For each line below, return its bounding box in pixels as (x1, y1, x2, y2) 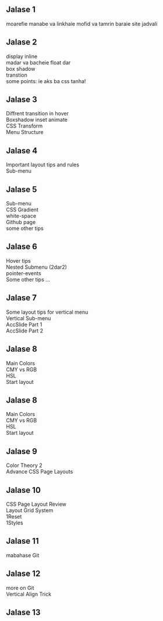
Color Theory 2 (6, 462, 42, 469)
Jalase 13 (6, 607, 41, 617)
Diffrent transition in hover (6, 110, 69, 117)
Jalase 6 (6, 242, 38, 252)
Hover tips (6, 257, 31, 264)
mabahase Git (6, 551, 40, 558)
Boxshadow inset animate (6, 116, 68, 123)
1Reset (6, 513, 22, 520)
